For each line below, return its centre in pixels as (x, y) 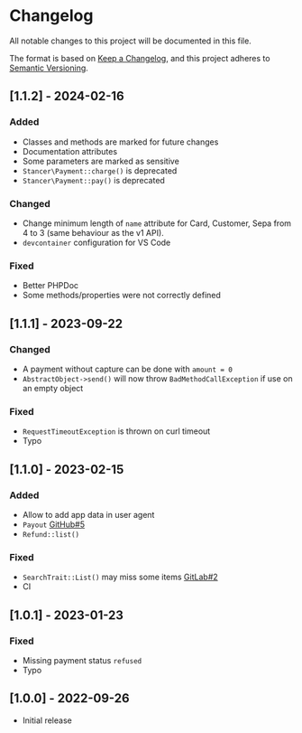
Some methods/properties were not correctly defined (121, 296)
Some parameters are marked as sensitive (101, 161)
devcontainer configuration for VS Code (96, 242)
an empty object (53, 388)
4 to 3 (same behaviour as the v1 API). (93, 232)
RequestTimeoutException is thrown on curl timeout (116, 431)
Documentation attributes (70, 151)
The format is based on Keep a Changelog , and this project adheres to (140, 58)
